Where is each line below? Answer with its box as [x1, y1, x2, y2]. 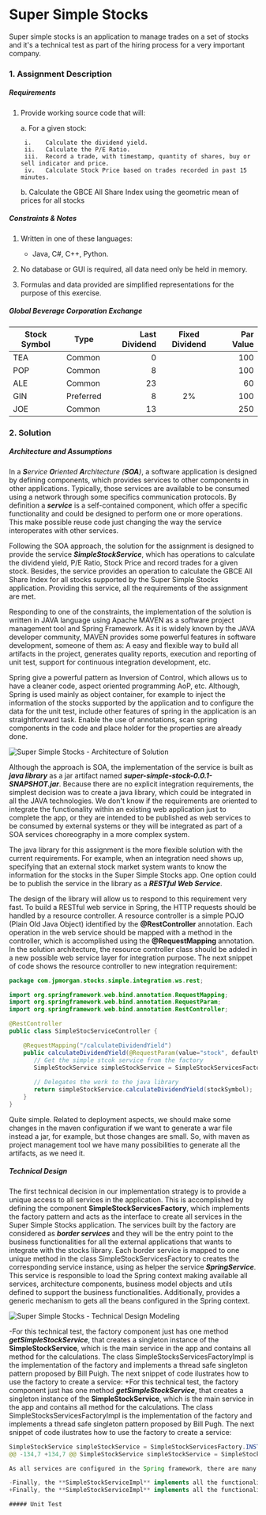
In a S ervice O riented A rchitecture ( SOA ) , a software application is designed [9, 466, 257, 476]
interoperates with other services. [9, 525, 119, 535]
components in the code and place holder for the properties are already [9, 723, 242, 733]
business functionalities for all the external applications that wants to [9, 1237, 232, 1247]
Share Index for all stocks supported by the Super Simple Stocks [9, 574, 219, 584]
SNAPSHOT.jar [9, 778, 60, 789]
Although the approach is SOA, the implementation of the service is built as [9, 762, 253, 771]
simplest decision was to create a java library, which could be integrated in [9, 787, 252, 797]
